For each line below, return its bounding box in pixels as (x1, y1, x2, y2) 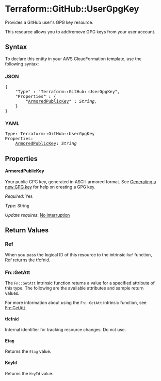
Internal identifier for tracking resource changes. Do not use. (5, 327, 126, 333)
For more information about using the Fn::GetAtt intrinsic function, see (5, 300, 147, 305)
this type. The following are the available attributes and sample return (5, 285, 144, 291)
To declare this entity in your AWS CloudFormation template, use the (5, 56, 142, 62)
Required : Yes (5, 193, 33, 199)
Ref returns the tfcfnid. (5, 257, 50, 263)
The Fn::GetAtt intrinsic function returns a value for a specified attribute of (5, 280, 155, 286)
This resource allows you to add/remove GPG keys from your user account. (5, 29, 156, 34)
